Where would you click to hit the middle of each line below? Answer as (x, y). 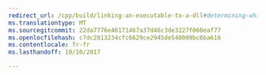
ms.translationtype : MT (47, 23)
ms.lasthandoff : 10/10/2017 (55, 52)
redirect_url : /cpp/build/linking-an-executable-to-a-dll (106, 15)
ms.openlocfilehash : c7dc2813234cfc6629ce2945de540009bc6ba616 (115, 37)
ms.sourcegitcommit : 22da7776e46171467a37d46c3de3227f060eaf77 (115, 30)
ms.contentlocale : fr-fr (49, 45)
